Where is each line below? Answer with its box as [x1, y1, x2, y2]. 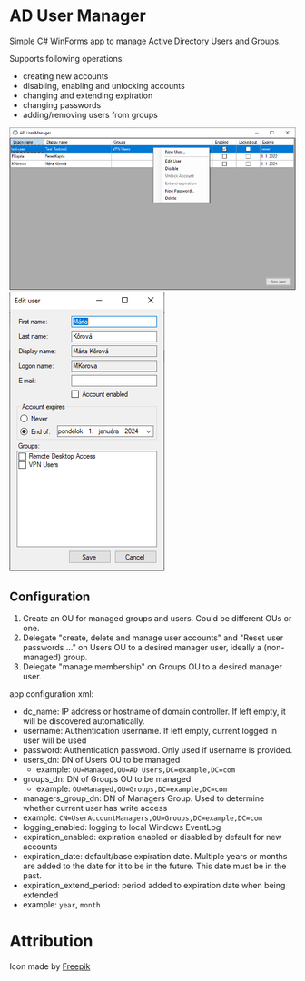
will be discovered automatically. [22, 716, 145, 727]
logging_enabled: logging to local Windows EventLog [22, 822, 221, 833]
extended [22, 889, 59, 900]
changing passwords [22, 99, 102, 110]
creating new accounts [22, 70, 109, 82]
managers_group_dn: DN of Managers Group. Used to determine [22, 793, 265, 804]
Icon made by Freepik [9, 961, 91, 972]
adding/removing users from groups [22, 109, 159, 120]
